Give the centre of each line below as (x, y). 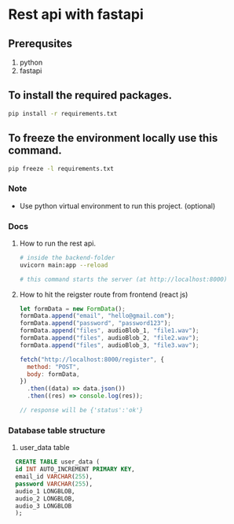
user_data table (44, 448)
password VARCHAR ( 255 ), (54, 484)
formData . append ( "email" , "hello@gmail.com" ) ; (97, 316)
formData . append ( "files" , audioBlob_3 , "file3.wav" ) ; (110, 345)
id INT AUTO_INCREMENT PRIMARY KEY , (75, 470)
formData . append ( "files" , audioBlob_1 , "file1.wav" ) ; (110, 331)
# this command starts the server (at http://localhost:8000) (123, 279)
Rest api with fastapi (76, 15)
